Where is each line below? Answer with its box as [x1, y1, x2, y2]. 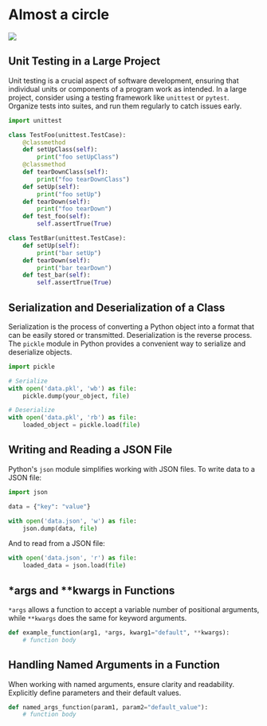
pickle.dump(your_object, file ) [22, 392, 130, 400]
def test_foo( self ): [22, 213, 91, 221]
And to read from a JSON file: [8, 539, 105, 548]
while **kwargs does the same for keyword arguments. [8, 613, 187, 622]
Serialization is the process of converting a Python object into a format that [8, 321, 255, 332]
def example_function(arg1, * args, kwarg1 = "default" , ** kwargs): [8, 628, 230, 637]
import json [8, 488, 48, 496]
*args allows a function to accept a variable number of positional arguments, [8, 604, 260, 614]
